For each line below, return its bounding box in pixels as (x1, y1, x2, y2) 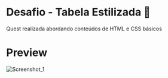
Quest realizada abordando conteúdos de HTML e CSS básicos (6, 25, 163, 32)
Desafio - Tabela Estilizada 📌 (6, 5, 151, 19)
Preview (6, 46, 48, 60)
